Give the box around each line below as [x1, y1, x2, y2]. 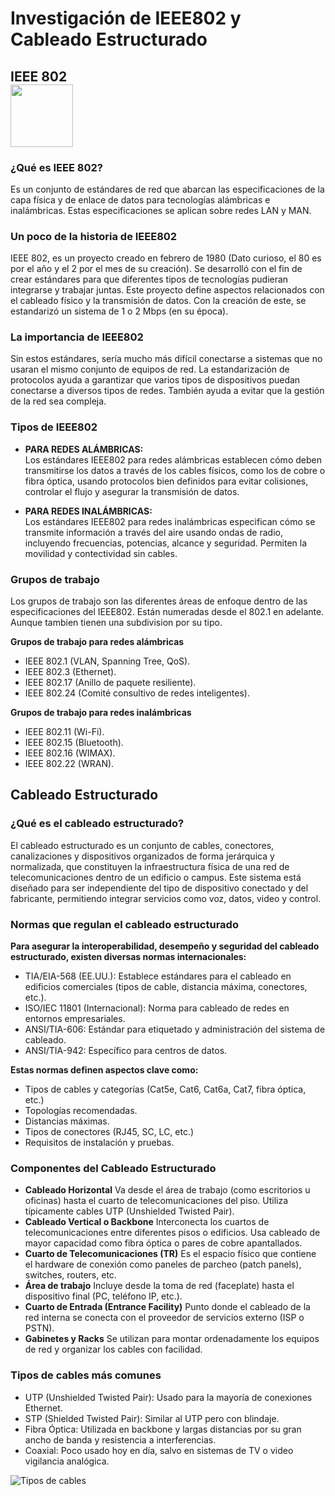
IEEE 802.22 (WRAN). [24, 758, 115, 770]
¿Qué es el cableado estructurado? [10, 817, 185, 831]
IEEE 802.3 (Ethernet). [24, 666, 117, 678]
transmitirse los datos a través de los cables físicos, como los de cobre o [24, 464, 326, 476]
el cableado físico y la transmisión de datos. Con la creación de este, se [10, 295, 307, 307]
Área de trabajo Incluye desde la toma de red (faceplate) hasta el [24, 1280, 295, 1292]
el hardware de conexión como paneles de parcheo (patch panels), [24, 1258, 302, 1271]
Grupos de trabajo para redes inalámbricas [10, 707, 192, 719]
